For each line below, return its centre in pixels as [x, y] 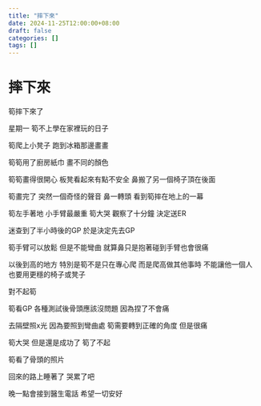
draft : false [30, 30]
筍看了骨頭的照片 [36, 360]
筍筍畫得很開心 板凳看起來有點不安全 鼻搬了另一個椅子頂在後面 [112, 179]
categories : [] [34, 38]
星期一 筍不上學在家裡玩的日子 [58, 128]
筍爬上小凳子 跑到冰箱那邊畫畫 [58, 146]
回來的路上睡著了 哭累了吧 [51, 376]
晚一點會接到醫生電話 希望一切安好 [65, 394]
